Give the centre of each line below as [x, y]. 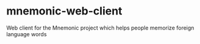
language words [27, 34]
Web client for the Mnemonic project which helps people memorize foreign [100, 28]
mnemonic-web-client [64, 11]
